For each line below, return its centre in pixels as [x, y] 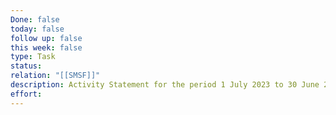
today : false [37, 29]
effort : [26, 94]
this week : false [46, 47]
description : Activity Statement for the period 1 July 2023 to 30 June [165, 85]
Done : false [35, 19]
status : [26, 66]
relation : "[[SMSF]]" [55, 76]
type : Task [33, 57]
